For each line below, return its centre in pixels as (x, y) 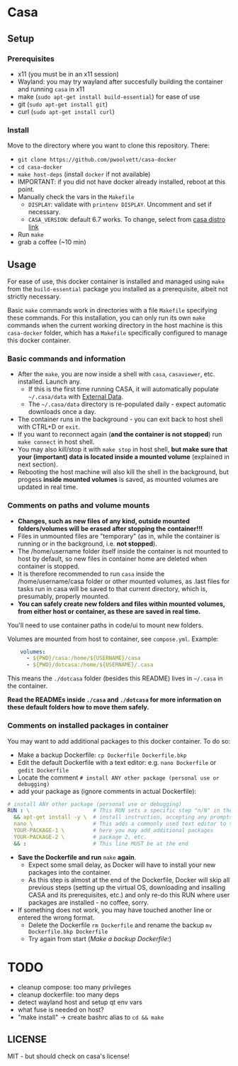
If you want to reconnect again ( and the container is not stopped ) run (120, 434)
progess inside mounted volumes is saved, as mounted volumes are (118, 480)
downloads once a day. (62, 412)
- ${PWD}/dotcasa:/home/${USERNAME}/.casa (90, 665)
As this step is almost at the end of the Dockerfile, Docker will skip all (129, 880)
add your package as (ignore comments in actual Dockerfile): (107, 791)
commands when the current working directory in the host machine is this (115, 325)
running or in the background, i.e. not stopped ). (87, 544)
